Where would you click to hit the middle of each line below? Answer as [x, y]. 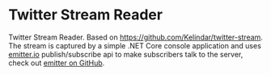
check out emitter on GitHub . [57, 63]
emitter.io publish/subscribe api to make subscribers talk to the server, [126, 54]
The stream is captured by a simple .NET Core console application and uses [135, 45]
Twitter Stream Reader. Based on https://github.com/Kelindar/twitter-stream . [135, 37]
